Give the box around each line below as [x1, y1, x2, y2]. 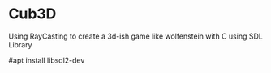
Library [8, 39, 32, 49]
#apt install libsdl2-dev [8, 55, 85, 65]
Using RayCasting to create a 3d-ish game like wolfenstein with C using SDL [8, 31, 264, 41]
